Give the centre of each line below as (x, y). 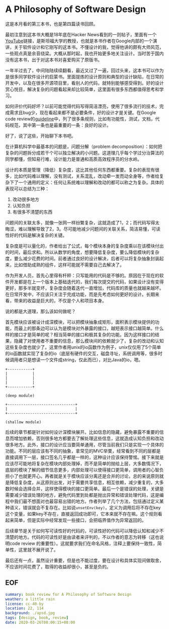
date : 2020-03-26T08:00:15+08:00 (40, 622)
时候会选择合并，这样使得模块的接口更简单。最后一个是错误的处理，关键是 (87, 489)
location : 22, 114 (24, 608)
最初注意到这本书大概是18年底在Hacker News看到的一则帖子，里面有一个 (81, 34)
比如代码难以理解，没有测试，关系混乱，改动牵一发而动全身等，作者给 (87, 176)
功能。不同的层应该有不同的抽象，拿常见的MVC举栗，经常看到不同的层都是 (83, 451)
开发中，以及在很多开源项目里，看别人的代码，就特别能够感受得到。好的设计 (84, 83)
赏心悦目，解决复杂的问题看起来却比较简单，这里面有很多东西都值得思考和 (82, 89)
